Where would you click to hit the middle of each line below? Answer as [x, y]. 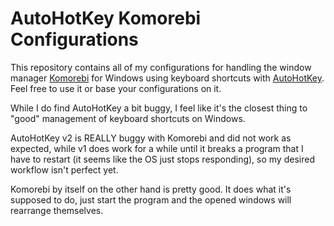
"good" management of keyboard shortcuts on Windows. [128, 118]
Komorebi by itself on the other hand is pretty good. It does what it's [151, 189]
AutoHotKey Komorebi [106, 18]
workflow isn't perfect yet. [64, 169]
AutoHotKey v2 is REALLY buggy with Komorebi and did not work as [151, 138]
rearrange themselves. [57, 210]
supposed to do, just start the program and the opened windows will [151, 199]
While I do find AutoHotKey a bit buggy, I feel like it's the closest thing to [159, 108]
